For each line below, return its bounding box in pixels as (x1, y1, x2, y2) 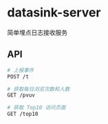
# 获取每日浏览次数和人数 (7, 86, 70, 92)
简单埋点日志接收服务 (7, 28, 67, 36)
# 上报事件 (7, 66, 34, 73)
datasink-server (7, 5, 101, 21)
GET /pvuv (7, 92, 36, 99)
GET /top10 (7, 111, 39, 118)
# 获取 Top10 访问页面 (7, 104, 66, 111)
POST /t (7, 73, 30, 80)
